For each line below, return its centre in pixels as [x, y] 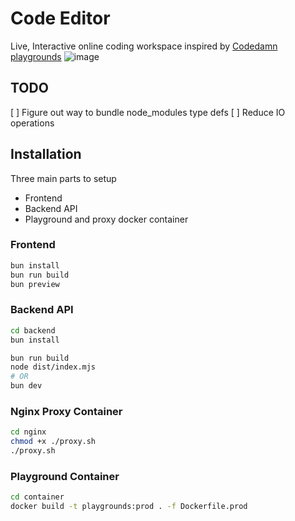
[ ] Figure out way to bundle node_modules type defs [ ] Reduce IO [148, 112]
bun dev [26, 386]
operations [32, 123]
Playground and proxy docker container [106, 219]
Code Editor [60, 18]
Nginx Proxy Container [66, 411]
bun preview [35, 284]
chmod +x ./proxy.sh [53, 442]
